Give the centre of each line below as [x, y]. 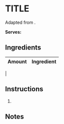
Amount [17, 62]
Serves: [13, 32]
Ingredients [23, 48]
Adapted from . [20, 22]
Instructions [24, 89]
